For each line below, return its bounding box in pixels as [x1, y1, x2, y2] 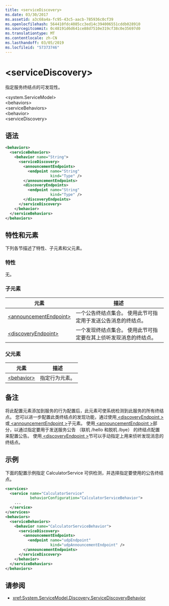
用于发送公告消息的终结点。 [80, 317, 147, 324]
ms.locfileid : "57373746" [5, 45, 59, 50]
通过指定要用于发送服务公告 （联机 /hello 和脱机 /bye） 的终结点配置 [18, 426, 160, 432]
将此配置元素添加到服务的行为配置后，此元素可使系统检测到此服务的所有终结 [5, 408, 164, 414]
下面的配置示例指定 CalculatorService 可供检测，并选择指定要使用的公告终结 [5, 470, 164, 476]
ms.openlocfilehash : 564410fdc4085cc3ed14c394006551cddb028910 [5, 21, 141, 27]
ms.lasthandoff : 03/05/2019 [5, 40, 64, 45]
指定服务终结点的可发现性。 [5, 84, 63, 90]
